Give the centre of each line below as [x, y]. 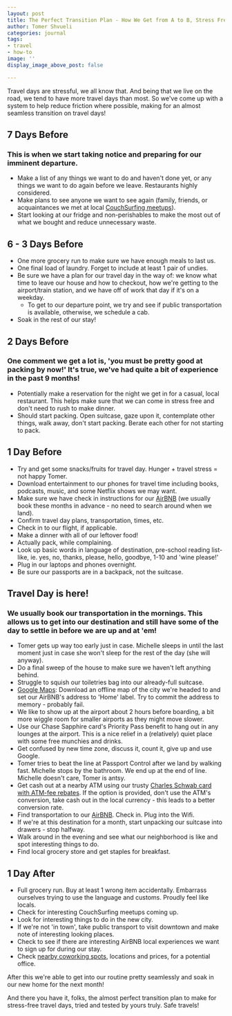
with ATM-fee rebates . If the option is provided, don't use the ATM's [114, 793]
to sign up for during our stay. [59, 949]
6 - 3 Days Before [46, 244]
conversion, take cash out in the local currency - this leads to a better [116, 800]
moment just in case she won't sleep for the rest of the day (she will [114, 653]
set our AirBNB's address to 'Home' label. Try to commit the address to [118, 697]
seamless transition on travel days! [57, 113]
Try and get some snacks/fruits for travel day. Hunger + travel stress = [117, 469]
